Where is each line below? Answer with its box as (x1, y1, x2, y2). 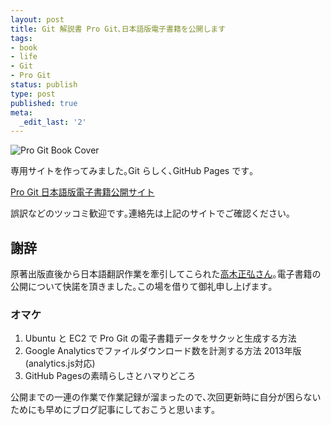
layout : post (10, 14, 65, 25)
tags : (10, 33, 33, 43)
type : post (10, 89, 56, 99)
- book (10, 42, 38, 53)
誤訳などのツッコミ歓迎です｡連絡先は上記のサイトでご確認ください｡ (10, 207, 291, 220)
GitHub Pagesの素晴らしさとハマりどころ (24, 370, 196, 382)
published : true (10, 98, 78, 108)
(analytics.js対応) (24, 357, 96, 370)
